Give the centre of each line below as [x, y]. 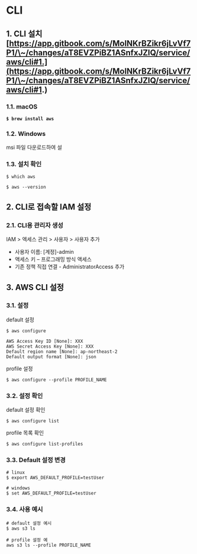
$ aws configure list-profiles [45, 444]
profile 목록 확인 [25, 433]
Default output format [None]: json [51, 356]
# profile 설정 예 [27, 540]
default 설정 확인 [26, 410]
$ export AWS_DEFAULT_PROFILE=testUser [55, 478]
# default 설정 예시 [29, 523]
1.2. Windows [26, 133]
